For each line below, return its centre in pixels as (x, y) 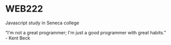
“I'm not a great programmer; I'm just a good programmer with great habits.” (86, 32)
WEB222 (24, 9)
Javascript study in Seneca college (42, 23)
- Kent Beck (18, 38)
